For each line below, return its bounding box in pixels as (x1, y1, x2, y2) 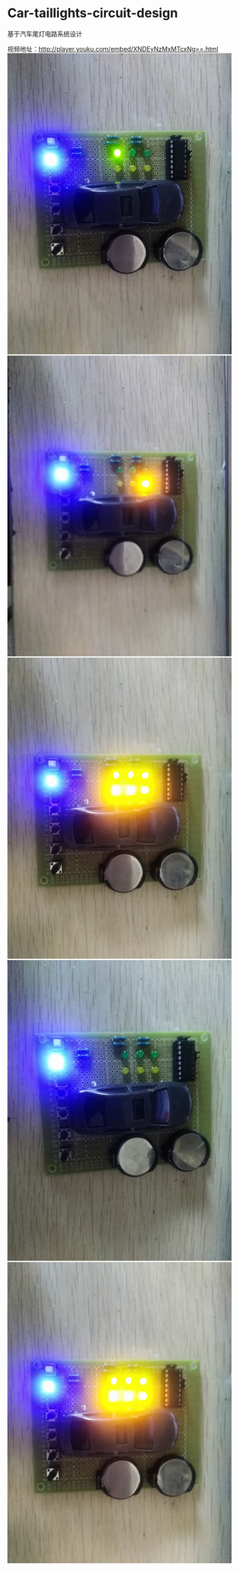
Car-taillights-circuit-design (7, 5, 179, 21)
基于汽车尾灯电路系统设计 (7, 29, 83, 38)
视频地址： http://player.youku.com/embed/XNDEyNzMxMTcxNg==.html (7, 44, 218, 53)
